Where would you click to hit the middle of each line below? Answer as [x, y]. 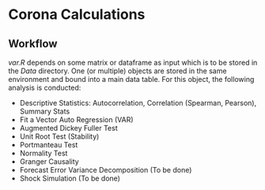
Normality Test [44, 153]
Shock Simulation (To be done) [70, 178]
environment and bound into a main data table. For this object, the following [131, 79]
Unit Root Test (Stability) [59, 136]
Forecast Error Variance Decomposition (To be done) [106, 170]
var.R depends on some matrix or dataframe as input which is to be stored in [133, 62]
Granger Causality [49, 162]
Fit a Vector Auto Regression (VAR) [76, 119]
